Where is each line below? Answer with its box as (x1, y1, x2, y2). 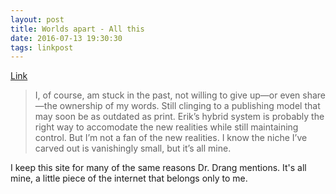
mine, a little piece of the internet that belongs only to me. (10, 172, 248, 185)
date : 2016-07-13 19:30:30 (10, 33, 123, 43)
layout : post (10, 14, 65, 25)
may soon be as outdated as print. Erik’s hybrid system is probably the (34, 111, 325, 123)
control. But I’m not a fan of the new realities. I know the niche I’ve (34, 132, 308, 144)
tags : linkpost (10, 42, 74, 53)
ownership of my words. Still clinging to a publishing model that (59, 100, 321, 112)
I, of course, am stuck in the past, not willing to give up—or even (34, 89, 301, 101)
